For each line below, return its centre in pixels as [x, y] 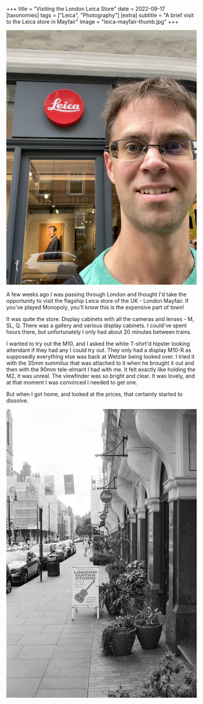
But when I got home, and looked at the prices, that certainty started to [95, 394]
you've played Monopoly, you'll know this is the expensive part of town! [95, 307]
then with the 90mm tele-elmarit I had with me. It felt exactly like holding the [101, 370]
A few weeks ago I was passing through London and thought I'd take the [96, 294]
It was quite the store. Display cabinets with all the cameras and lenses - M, [100, 319]
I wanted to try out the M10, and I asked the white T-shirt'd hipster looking [98, 344]
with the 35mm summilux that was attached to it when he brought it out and [100, 363]
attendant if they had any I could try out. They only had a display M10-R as [99, 350]
